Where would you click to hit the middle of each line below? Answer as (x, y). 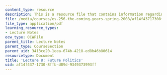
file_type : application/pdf (34, 23)
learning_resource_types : (32, 28)
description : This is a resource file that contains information (74, 14)
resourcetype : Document (30, 56)
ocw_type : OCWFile (24, 37)
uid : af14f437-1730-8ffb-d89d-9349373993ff (51, 65)
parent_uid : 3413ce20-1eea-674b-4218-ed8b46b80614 (59, 51)
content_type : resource (30, 10)
